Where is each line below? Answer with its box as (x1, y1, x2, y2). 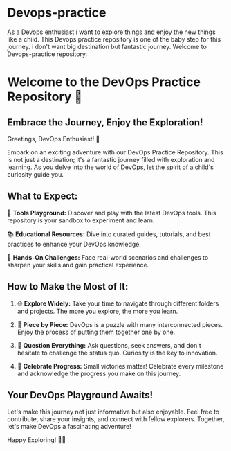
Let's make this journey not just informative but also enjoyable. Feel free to (7, 407, 220, 416)
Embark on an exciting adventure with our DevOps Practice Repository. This (7, 148, 223, 157)
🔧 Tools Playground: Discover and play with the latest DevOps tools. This (7, 209, 216, 217)
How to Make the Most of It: (7, 281, 129, 292)
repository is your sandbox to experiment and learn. (7, 216, 155, 224)
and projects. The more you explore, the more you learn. (17, 307, 178, 315)
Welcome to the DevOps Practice (7, 74, 201, 90)
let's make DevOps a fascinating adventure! (7, 423, 131, 431)
